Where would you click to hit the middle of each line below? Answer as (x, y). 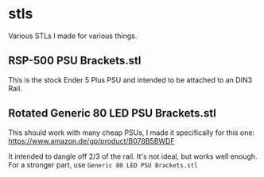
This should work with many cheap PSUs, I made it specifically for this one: (132, 133)
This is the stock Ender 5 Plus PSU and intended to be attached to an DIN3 (130, 79)
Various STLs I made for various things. (73, 36)
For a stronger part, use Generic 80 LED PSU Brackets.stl (103, 164)
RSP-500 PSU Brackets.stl (75, 61)
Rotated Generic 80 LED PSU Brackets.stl (112, 113)
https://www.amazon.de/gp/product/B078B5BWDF (91, 140)
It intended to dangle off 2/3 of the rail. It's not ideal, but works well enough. (133, 156)
